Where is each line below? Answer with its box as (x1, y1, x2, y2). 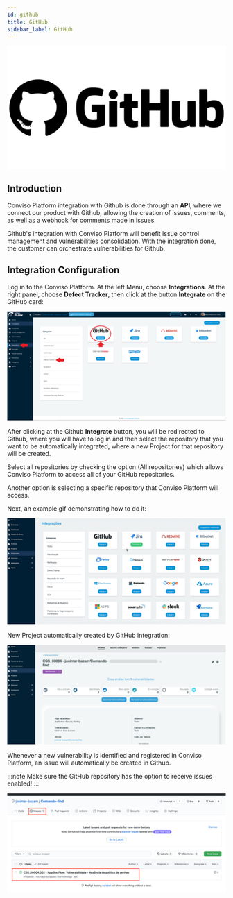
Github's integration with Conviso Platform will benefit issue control (7, 229, 200, 237)
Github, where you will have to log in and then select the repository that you (7, 434, 223, 443)
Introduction (7, 183, 62, 194)
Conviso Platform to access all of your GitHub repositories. (7, 470, 175, 478)
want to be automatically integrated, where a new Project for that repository (7, 441, 224, 450)
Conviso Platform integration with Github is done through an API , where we (7, 201, 222, 210)
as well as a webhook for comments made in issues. (7, 216, 156, 224)
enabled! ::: (7, 779, 40, 788)
